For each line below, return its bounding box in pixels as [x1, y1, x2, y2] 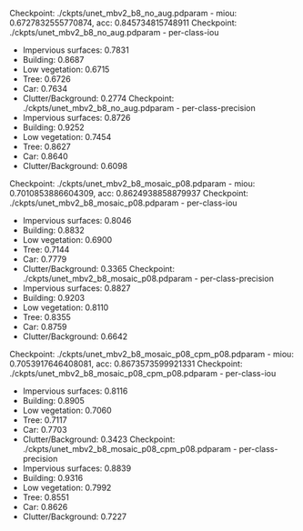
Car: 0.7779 [22, 254, 67, 265]
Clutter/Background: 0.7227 [22, 511, 127, 522]
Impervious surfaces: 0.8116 [22, 386, 128, 396]
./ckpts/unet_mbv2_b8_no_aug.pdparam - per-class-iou [9, 27, 219, 37]
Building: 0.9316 [22, 473, 84, 483]
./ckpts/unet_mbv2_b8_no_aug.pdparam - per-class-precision [22, 103, 257, 113]
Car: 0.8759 [22, 322, 67, 332]
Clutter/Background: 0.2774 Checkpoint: [22, 93, 175, 104]
